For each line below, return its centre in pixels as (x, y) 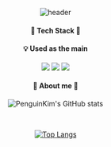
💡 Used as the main (55, 48)
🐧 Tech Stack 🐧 (55, 30)
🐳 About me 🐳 (55, 86)
